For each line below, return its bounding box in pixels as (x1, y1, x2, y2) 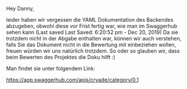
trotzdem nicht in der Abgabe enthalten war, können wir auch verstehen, (6, 35, 182, 42)
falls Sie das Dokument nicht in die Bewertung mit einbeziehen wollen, (6, 41, 176, 48)
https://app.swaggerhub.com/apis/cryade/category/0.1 (6, 76, 139, 83)
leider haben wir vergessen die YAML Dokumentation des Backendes (6, 16, 173, 23)
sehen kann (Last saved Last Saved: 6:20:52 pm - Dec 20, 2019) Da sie (6, 29, 178, 36)
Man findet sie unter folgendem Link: (6, 65, 95, 72)
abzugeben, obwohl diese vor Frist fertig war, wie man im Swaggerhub (6, 23, 178, 29)
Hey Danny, (6, 5, 34, 12)
